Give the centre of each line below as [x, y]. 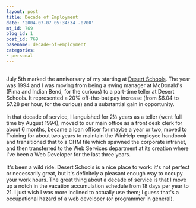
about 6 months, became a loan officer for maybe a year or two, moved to [97, 129]
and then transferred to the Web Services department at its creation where [97, 148]
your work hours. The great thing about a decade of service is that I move [97, 180]
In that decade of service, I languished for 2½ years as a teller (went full [94, 117]
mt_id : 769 [20, 28]
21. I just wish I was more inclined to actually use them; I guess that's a [93, 192]
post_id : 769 [22, 39]
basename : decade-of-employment [46, 45]
